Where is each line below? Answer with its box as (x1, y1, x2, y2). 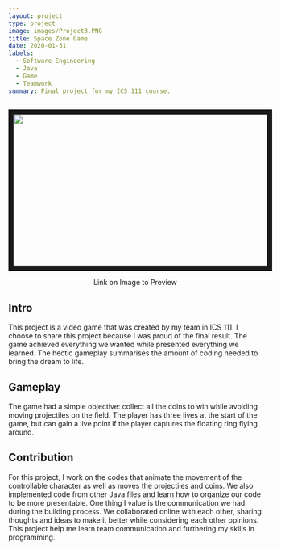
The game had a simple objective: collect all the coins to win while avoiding (8, 401, 258, 411)
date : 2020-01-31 (8, 42, 67, 50)
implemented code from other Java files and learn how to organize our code (8, 489, 262, 499)
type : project (8, 19, 56, 27)
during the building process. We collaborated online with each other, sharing (8, 506, 262, 516)
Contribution (8, 451, 74, 464)
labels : (8, 49, 35, 57)
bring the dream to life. (8, 357, 85, 367)
